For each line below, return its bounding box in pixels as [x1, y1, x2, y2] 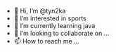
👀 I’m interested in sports [13, 14, 86, 22]
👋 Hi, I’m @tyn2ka [13, 7, 66, 15]
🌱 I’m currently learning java [13, 22, 96, 30]
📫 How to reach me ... [13, 37, 79, 45]
